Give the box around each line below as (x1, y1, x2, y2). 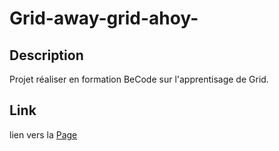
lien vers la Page (9, 128, 78, 141)
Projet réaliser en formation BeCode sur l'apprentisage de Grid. (9, 73, 269, 85)
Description (9, 47, 84, 64)
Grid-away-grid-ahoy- (9, 7, 199, 30)
